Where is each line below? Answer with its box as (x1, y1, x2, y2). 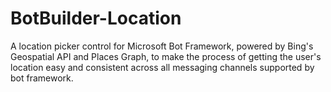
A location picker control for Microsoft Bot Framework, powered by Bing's (10, 40, 314, 52)
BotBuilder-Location (10, 7, 182, 30)
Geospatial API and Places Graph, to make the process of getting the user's (10, 50, 322, 62)
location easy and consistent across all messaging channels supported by (10, 61, 315, 73)
